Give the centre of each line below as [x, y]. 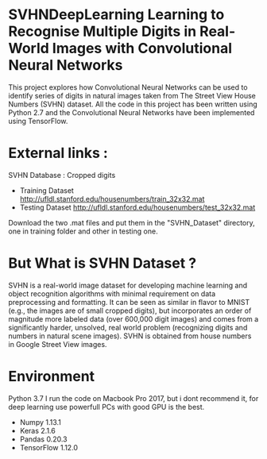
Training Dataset [46, 190]
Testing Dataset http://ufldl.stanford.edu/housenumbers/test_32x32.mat [137, 207]
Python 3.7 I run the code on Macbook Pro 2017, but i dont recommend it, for [133, 398]
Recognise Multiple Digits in [103, 31]
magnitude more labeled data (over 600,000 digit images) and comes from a [133, 318]
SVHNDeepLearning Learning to [116, 15]
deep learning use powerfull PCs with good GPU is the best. [106, 407]
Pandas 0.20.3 [43, 439]
